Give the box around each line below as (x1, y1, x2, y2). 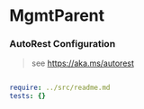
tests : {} (9, 92, 47, 101)
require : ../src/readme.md (9, 83, 111, 93)
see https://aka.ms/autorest (31, 58, 135, 68)
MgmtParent (9, 5, 105, 26)
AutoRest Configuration (9, 38, 116, 50)
